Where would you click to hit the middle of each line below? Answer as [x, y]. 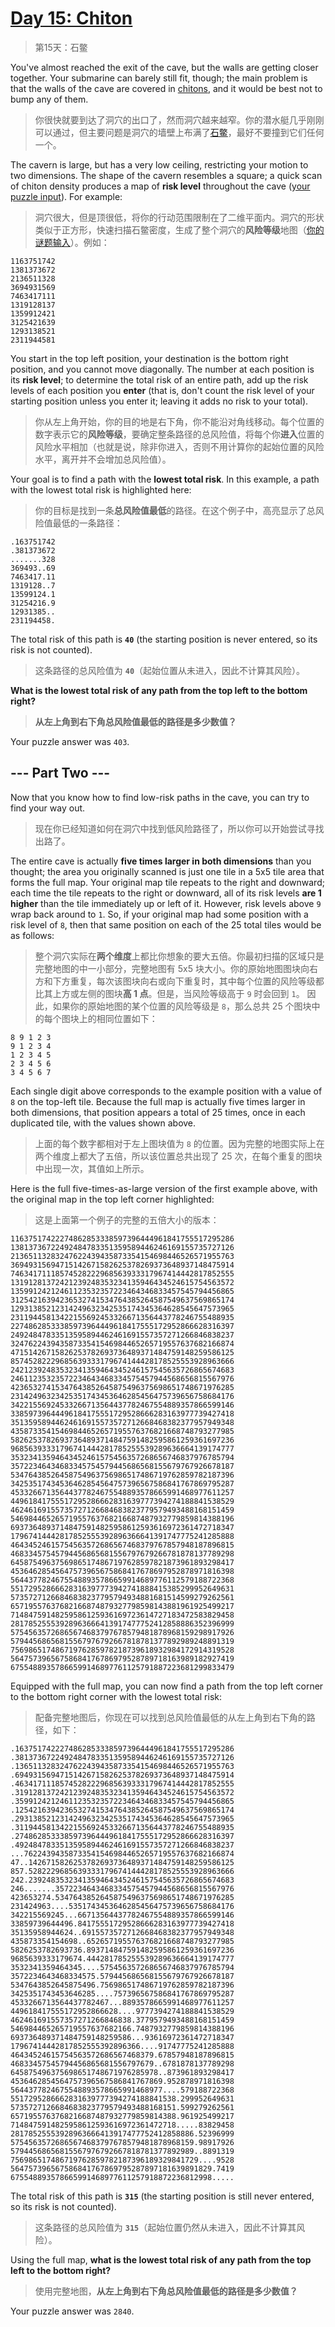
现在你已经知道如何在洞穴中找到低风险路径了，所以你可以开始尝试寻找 [179, 828]
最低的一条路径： [87, 523]
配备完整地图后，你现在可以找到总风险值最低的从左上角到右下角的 [170, 1717]
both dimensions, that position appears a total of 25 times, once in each [158, 1112]
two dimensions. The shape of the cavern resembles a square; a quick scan [166, 175]
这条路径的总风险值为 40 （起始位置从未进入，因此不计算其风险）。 [170, 670]
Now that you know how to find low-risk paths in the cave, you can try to [160, 797]
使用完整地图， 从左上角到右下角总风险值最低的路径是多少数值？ [166, 2291]
